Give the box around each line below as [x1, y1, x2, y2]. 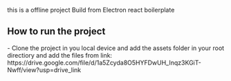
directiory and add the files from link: [7, 51, 113, 59]
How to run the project [7, 25, 106, 37]
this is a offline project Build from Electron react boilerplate [7, 6, 175, 14]
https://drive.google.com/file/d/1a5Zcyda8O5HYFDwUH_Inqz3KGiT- [7, 58, 202, 67]
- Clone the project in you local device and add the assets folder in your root [7, 44, 225, 52]
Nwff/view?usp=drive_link [7, 65, 82, 74]
